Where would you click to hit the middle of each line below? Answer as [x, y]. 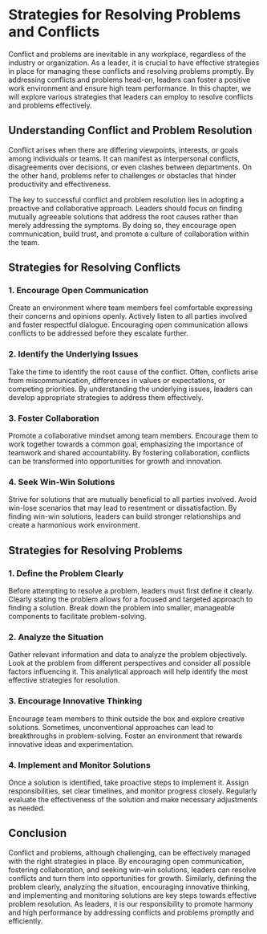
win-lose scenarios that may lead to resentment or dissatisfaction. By [123, 508]
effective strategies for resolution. [64, 680]
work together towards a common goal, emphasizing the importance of [126, 444]
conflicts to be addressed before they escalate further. [98, 333]
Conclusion [38, 833]
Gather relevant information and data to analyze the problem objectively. [128, 655]
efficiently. [26, 920]
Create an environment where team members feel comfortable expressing [130, 308]
